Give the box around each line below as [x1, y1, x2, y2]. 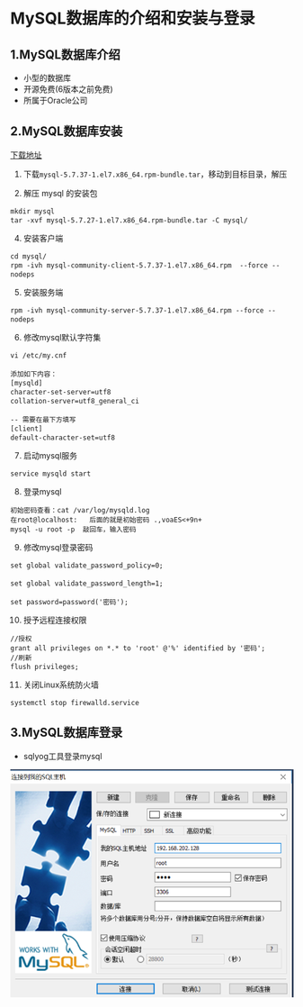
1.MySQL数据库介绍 [10, 47, 120, 62]
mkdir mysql [10, 206, 55, 216]
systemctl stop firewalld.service [10, 698, 140, 707]
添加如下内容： [10, 369, 58, 378]
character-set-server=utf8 [10, 387, 111, 396]
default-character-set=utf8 [10, 433, 116, 442]
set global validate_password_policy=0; [10, 560, 165, 570]
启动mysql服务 [22, 449, 78, 460]
